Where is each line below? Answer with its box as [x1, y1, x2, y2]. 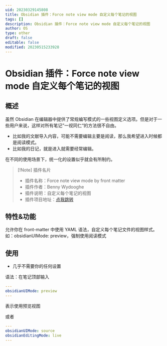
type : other [5, 31, 30, 36]
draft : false [5, 36, 33, 41]
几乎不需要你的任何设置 [12, 263, 61, 269]
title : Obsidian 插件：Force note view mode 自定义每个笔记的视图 [5, 12, 137, 17]
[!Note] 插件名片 [17, 166, 51, 173]
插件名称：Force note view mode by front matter [25, 178, 125, 184]
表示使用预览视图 [5, 303, 41, 309]
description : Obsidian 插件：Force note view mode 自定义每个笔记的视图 [5, 21, 150, 27]
